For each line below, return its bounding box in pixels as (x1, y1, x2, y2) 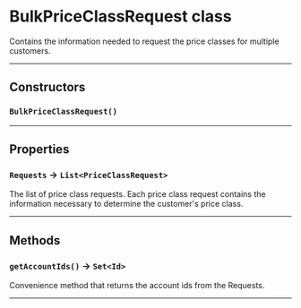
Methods (9, 233, 61, 248)
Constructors (9, 80, 86, 95)
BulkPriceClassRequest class (9, 6, 232, 27)
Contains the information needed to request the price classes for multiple (9, 36, 279, 47)
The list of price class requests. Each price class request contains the (9, 189, 266, 200)
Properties (9, 141, 70, 158)
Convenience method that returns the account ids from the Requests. (9, 280, 265, 290)
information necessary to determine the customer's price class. (9, 199, 244, 210)
